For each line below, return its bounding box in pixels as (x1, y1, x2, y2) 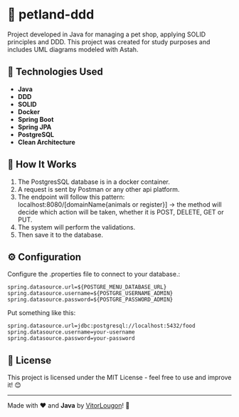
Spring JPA (17, 123, 52, 131)
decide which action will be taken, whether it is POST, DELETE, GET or (17, 207, 224, 216)
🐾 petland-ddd (7, 6, 95, 23)
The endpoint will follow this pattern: (17, 192, 125, 201)
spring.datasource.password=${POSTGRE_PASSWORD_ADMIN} (7, 296, 174, 304)
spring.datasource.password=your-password (7, 335, 135, 342)
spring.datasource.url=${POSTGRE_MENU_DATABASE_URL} (7, 284, 167, 291)
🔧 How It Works (7, 158, 77, 170)
